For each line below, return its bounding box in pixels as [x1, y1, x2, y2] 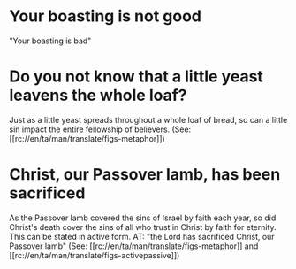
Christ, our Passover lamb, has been [9, 165, 281, 185]
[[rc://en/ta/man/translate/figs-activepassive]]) [9, 250, 180, 260]
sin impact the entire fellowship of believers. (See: [9, 124, 192, 134]
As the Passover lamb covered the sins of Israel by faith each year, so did [9, 212, 277, 223]
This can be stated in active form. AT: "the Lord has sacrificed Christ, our [9, 231, 276, 242]
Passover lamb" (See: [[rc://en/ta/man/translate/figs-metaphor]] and [9, 241, 259, 251]
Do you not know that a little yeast [9, 66, 263, 87]
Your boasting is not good [9, 6, 201, 27]
